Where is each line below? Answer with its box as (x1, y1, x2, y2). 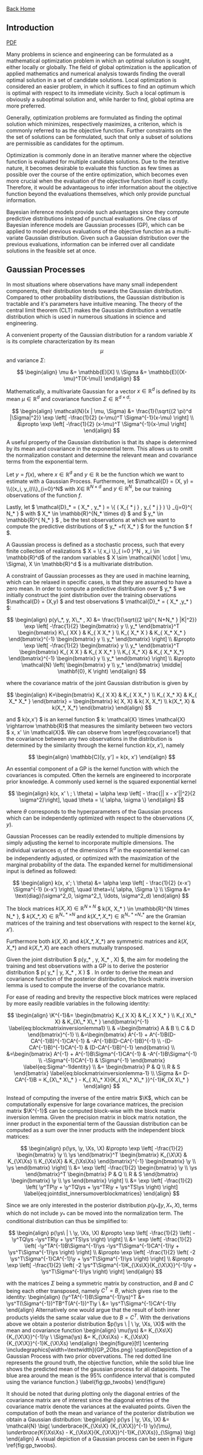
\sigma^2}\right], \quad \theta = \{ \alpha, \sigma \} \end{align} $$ (19, 796, 185, 803)
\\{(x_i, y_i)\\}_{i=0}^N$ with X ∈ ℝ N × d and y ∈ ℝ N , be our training (6, 484, 171, 492)
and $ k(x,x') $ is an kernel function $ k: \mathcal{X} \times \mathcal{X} (6, 716, 186, 723)
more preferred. (6, 102, 46, 109)
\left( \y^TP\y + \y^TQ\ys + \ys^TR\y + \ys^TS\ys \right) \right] (25, 1183, 178, 1191)
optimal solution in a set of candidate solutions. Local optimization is (6, 76, 177, 84)
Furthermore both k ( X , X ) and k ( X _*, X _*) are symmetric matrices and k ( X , (6, 937, 189, 945)
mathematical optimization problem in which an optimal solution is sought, (6, 57, 191, 64)
